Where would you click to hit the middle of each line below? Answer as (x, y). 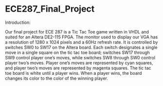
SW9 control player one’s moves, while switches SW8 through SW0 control (80, 57)
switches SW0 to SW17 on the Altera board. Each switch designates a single (81, 47)
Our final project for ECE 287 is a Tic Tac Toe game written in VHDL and (77, 32)
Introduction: (18, 22)
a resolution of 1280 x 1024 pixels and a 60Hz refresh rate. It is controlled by (81, 42)
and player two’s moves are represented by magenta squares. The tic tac (78, 68)
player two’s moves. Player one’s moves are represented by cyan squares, (79, 63)
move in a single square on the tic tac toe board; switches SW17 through (77, 52)
